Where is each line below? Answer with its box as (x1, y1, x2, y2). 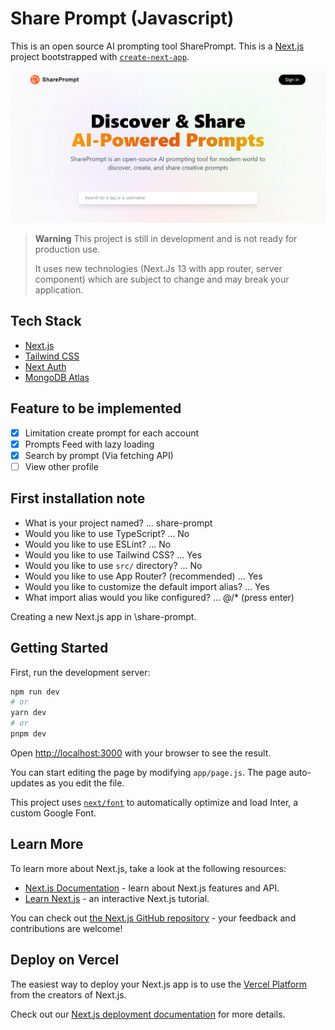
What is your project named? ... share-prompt (24, 517, 213, 529)
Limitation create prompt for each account (24, 427, 200, 439)
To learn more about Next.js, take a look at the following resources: (10, 862, 287, 874)
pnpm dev (10, 729, 47, 739)
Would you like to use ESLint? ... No (24, 538, 172, 550)
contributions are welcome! (10, 922, 123, 934)
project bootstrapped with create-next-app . (10, 50, 190, 62)
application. (34, 284, 84, 296)
